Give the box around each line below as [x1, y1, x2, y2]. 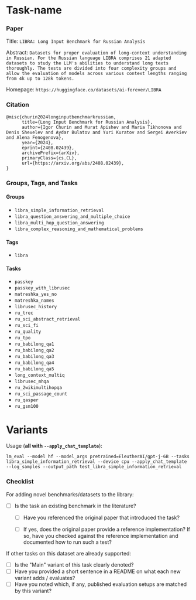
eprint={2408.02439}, [21, 145, 75, 151]
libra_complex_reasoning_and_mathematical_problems [14, 226, 143, 232]
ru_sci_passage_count [14, 391, 67, 397]
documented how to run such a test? [23, 538, 112, 546]
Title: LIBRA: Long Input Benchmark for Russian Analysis [6, 37, 146, 45]
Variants [6, 423, 49, 437]
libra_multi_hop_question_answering [14, 220, 104, 226]
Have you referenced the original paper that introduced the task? [23, 514, 180, 521]
